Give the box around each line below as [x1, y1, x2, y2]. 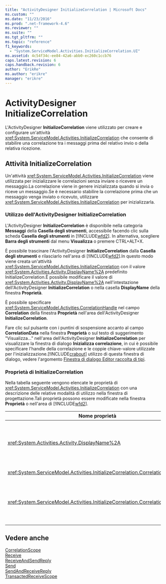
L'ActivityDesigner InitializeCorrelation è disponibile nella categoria [5, 222, 143, 228]
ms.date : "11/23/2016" [5, 16, 52, 21]
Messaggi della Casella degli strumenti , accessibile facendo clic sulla [5, 228, 149, 234]
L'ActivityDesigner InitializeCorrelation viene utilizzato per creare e [5, 124, 142, 130]
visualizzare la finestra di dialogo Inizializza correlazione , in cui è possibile [5, 340, 158, 346]
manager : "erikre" [5, 76, 43, 81]
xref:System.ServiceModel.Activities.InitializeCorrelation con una [5, 385, 137, 391]
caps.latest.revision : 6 [5, 58, 56, 63]
